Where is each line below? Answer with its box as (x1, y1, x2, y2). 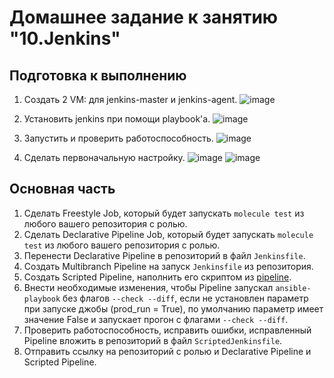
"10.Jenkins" (9, 27, 121, 50)
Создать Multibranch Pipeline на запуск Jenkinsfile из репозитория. (23, 260, 314, 272)
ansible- (275, 283, 312, 293)
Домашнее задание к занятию (9, 6, 279, 29)
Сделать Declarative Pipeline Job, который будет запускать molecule (23, 228, 314, 240)
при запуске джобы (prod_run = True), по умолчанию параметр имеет (23, 302, 324, 315)
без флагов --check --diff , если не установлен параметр (62, 292, 309, 304)
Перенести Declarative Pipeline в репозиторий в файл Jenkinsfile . (23, 249, 306, 261)
